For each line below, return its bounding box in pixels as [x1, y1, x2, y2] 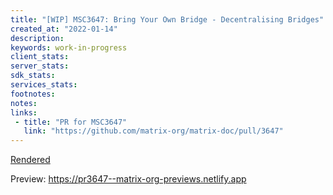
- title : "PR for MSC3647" [14, 117, 128, 127]
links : [10, 107, 38, 118]
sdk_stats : [10, 71, 56, 81]
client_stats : [10, 52, 70, 62]
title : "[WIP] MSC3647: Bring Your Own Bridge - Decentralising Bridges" [10, 14, 325, 25]
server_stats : [10, 61, 70, 71]
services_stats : [10, 80, 78, 90]
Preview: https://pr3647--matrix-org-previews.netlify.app [10, 173, 247, 185]
